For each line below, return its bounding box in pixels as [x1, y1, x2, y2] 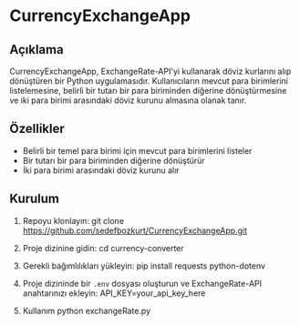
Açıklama [9, 42, 64, 57]
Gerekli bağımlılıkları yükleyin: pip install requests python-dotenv [22, 260, 266, 271]
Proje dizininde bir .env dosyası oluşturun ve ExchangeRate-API [22, 278, 263, 289]
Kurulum [9, 191, 60, 207]
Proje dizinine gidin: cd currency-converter [22, 242, 184, 253]
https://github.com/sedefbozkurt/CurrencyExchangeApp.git [22, 225, 248, 236]
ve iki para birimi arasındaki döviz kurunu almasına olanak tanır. [9, 95, 247, 106]
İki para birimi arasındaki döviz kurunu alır [22, 165, 180, 176]
